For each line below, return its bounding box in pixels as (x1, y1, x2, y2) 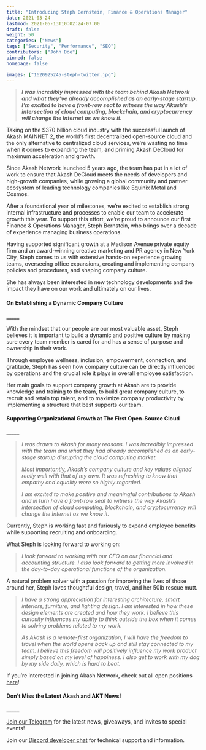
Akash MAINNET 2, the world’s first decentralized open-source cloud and (6, 133, 192, 140)
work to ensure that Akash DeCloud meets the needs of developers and (6, 171, 188, 178)
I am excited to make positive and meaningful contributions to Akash (21, 490, 196, 498)
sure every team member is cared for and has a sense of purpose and (6, 337, 183, 345)
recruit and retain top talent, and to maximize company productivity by (6, 394, 184, 401)
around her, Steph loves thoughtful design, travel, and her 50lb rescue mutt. (6, 583, 198, 591)
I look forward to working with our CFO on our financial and (21, 552, 173, 559)
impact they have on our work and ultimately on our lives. (6, 285, 151, 293)
